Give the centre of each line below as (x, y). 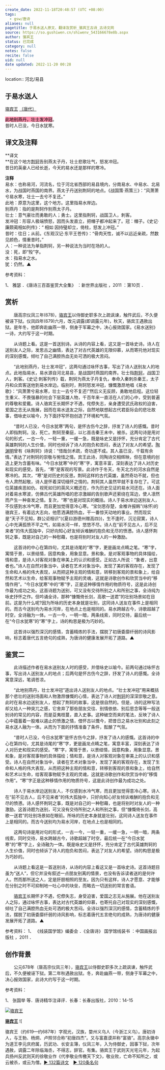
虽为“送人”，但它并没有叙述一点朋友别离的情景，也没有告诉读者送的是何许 (80, 873)
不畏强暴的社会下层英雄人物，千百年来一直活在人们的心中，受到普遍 (91, 397)
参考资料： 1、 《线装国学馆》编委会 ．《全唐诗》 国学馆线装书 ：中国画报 (79, 931)
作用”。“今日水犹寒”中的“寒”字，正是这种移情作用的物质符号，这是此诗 (81, 584)
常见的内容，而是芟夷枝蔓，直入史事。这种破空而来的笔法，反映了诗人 (89, 715)
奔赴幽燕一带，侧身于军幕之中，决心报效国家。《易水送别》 (98, 327)
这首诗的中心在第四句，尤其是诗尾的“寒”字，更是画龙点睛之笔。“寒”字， (86, 547)
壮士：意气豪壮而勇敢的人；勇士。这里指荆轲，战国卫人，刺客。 (69, 215)
